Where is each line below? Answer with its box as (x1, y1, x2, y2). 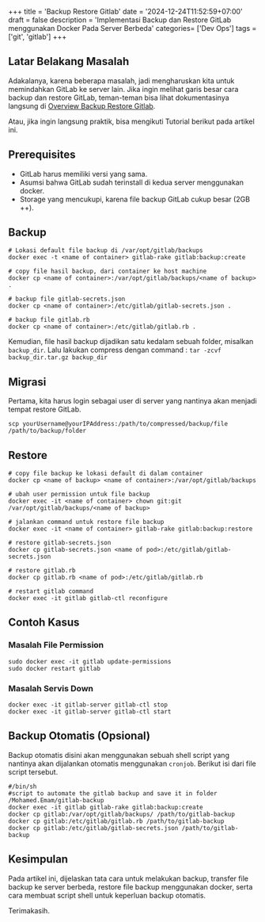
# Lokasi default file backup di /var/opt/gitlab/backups (8, 247, 203, 254)
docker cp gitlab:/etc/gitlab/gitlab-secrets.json (8, 824, 179, 832)
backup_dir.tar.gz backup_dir (8, 354, 108, 362)
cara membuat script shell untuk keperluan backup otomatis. (8, 890, 206, 900)
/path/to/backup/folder (8, 427, 87, 435)
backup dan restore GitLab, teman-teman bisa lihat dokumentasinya (8, 93, 229, 102)
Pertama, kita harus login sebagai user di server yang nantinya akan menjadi (8, 396, 257, 406)
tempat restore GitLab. (8, 404, 81, 415)
